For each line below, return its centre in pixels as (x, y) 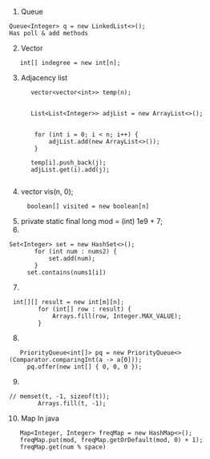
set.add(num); (72, 258)
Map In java (40, 418)
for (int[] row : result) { (85, 309)
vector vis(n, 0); (47, 191)
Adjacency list (44, 78)
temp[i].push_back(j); (68, 163)
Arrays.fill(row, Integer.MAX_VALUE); (117, 316)
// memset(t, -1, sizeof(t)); (60, 396)
